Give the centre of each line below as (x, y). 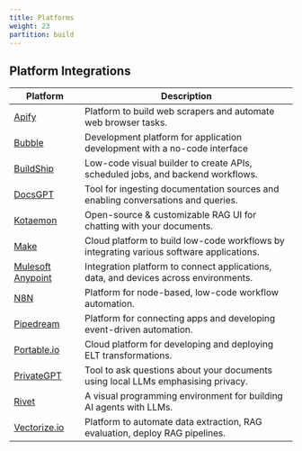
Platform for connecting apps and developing (180, 319)
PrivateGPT (38, 376)
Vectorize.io (39, 428)
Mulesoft (32, 266)
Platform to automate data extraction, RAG (173, 422)
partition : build (42, 34)
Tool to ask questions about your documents (178, 370)
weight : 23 (30, 26)
